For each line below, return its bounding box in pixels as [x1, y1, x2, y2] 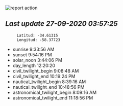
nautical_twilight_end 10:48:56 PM [12, 84, 85, 90]
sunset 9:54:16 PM [12, 51, 52, 58]
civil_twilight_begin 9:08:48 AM [12, 67, 79, 74]
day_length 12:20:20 [12, 62, 55, 68]
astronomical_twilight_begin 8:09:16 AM [12, 89, 97, 95]
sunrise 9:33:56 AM [12, 46, 55, 52]
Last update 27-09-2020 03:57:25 [5, 19, 118, 28]
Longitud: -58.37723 [16, 37, 60, 43]
